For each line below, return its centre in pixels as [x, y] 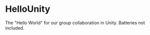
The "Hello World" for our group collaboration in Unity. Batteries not [75, 23]
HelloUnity [28, 9]
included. [15, 28]
